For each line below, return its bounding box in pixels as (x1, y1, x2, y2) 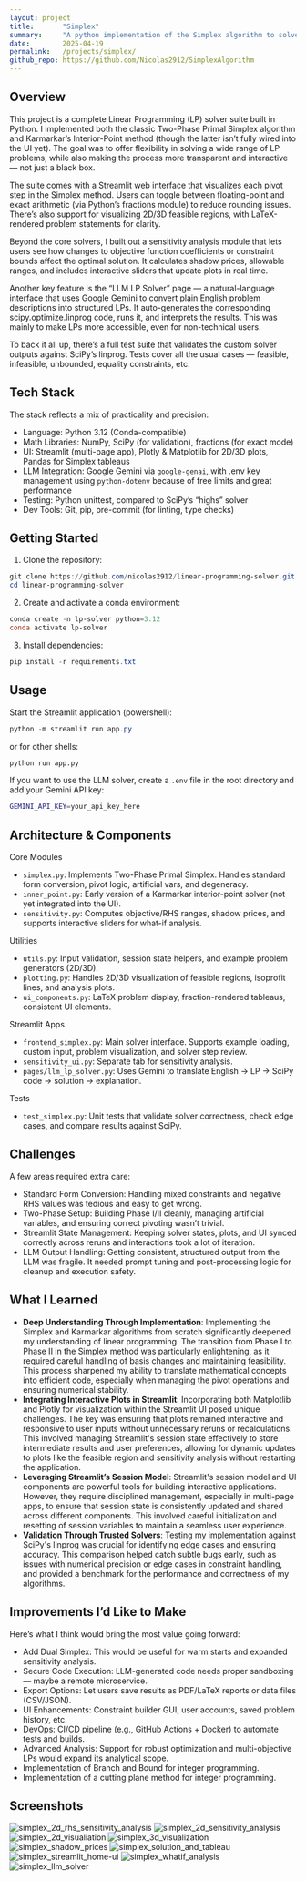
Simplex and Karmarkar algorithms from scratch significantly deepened (22, 1326, 291, 1337)
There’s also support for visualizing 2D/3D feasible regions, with (9, 209, 250, 220)
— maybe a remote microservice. (22, 1675, 148, 1686)
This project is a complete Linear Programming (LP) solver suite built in (9, 113, 276, 124)
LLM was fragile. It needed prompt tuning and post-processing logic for (22, 1256, 291, 1267)
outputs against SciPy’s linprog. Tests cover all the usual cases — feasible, (9, 348, 290, 360)
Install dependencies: (22, 639, 104, 650)
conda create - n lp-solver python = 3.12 (9, 615, 161, 624)
